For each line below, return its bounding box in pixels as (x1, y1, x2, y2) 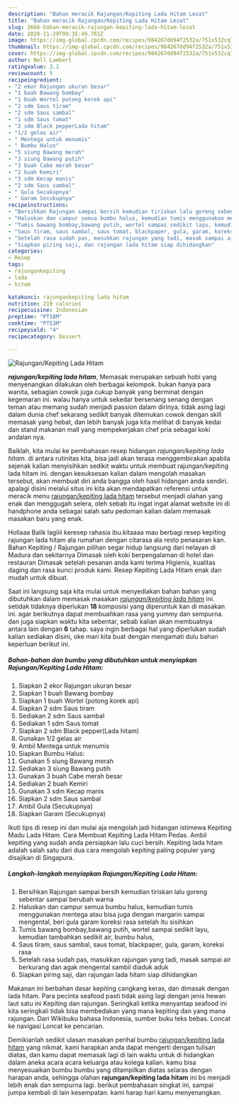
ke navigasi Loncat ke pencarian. (8, 1022, 105, 1030)
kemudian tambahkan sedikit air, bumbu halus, (18, 932, 155, 941)
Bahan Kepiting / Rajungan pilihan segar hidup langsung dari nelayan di (8, 543, 216, 552)
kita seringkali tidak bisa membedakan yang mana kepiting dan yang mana (8, 1006, 226, 1015)
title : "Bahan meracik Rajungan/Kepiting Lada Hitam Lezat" (8, 17, 190, 24)
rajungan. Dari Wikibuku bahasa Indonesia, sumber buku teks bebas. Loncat (8, 1014, 231, 1022)
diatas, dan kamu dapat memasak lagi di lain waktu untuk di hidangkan (8, 1050, 215, 1059)
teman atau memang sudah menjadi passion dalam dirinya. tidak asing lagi (8, 402, 226, 411)
